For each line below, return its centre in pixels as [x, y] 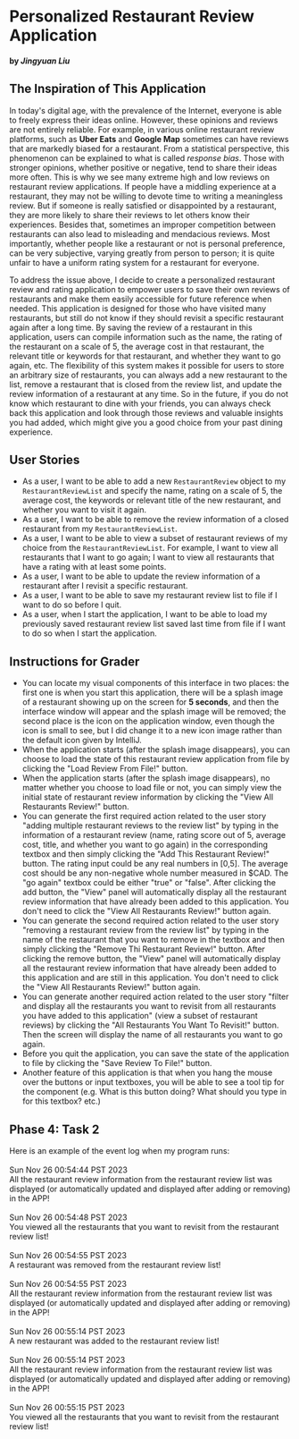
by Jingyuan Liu [40, 61]
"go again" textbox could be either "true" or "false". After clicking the [149, 883]
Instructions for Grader [75, 661]
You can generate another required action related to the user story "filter [155, 997]
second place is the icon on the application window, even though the [148, 721]
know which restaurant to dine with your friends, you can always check [140, 403]
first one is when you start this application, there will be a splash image [153, 693]
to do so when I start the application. [90, 633]
